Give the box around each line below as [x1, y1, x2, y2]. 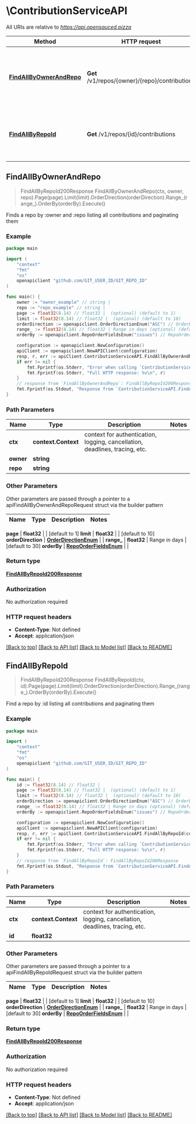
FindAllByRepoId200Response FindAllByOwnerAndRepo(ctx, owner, [20, 188, 184, 195]
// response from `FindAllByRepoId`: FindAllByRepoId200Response [16, 857, 179, 864]
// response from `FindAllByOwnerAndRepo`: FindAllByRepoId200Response [16, 381, 194, 387]
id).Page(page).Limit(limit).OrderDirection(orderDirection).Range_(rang [20, 683, 190, 690]
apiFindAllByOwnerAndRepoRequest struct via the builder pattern [6, 501, 163, 508]
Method [34, 37, 57, 45]
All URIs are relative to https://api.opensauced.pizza [6, 23, 132, 30]
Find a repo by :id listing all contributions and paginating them [6, 700, 155, 707]
